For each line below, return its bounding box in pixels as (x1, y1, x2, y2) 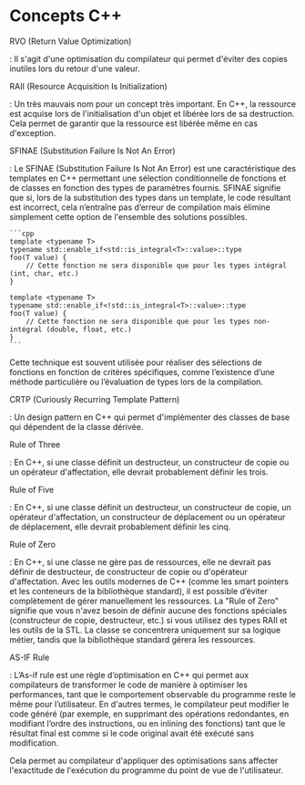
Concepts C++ (9, 5, 123, 26)
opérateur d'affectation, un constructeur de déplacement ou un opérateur (9, 511, 286, 522)
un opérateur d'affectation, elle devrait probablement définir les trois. (9, 466, 269, 477)
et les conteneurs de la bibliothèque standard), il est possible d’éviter (9, 585, 269, 596)
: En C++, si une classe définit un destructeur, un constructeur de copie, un (9, 501, 291, 512)
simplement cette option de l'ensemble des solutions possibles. (9, 211, 248, 222)
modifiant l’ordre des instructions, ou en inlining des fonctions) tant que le (9, 717, 286, 728)
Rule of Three (9, 439, 61, 450)
